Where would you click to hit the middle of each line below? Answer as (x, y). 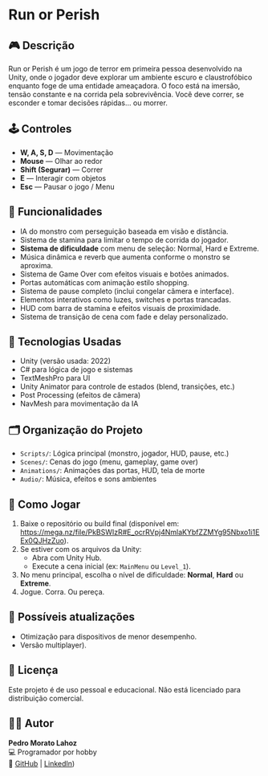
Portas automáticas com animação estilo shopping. (105, 282)
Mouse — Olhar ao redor (61, 161)
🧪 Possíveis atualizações (71, 617)
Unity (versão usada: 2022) (65, 361)
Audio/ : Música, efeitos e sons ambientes (88, 479)
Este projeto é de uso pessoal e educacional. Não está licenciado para (124, 689)
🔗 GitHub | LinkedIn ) (42, 763)
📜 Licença (33, 670)
